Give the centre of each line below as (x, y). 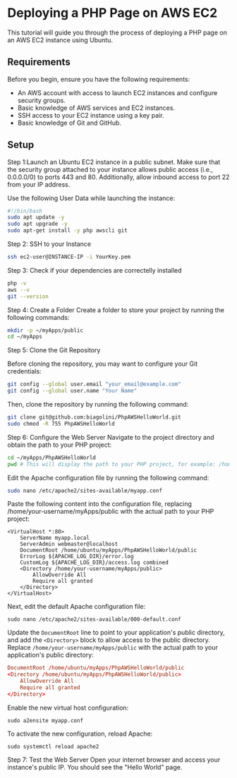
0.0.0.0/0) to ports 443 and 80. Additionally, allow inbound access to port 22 (119, 177)
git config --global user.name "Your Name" (72, 391)
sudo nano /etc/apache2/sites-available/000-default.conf (94, 619)
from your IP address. (39, 184)
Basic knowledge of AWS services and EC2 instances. (96, 108)
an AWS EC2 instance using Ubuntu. (60, 39)
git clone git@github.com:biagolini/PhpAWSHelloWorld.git (94, 417)
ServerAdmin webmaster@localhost (69, 544)
